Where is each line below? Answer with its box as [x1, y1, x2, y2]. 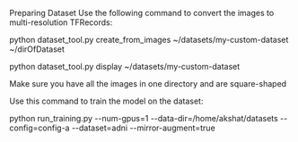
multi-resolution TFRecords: [9, 17, 113, 28]
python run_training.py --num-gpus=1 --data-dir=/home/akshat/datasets [9, 113, 278, 123]
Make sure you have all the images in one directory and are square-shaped [9, 79, 287, 88]
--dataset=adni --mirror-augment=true [71, 122, 215, 133]
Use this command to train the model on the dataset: [9, 96, 204, 106]
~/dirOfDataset [9, 44, 66, 54]
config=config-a [9, 122, 70, 133]
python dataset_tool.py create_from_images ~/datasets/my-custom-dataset [9, 35, 289, 45]
